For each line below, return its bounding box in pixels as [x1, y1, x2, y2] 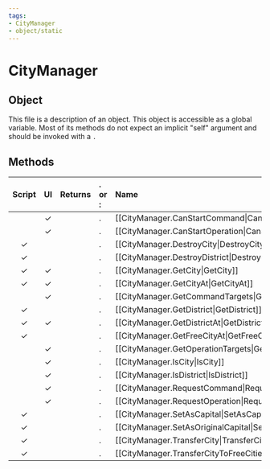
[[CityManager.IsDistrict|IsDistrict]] [115, 369, 248, 381]
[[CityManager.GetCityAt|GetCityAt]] [115, 278, 254, 290]
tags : [8, 11, 27, 20]
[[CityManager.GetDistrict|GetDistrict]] [115, 304, 263, 315]
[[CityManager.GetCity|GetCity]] [115, 265, 239, 276]
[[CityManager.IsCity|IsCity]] [115, 356, 225, 368]
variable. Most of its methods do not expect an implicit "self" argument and [8, 123, 257, 133]
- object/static [8, 27, 63, 35]
